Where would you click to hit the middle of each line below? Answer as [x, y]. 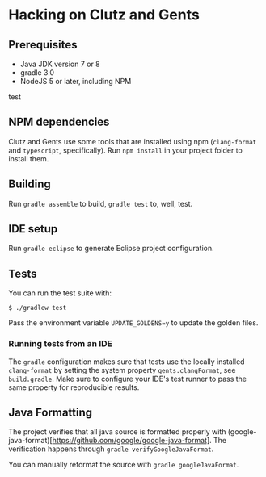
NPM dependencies [59, 122]
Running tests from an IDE [61, 344]
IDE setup [33, 229]
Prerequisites [43, 45]
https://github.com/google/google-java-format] [131, 441]
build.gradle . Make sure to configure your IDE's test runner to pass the [128, 379]
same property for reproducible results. [74, 387]
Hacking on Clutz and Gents [104, 15]
